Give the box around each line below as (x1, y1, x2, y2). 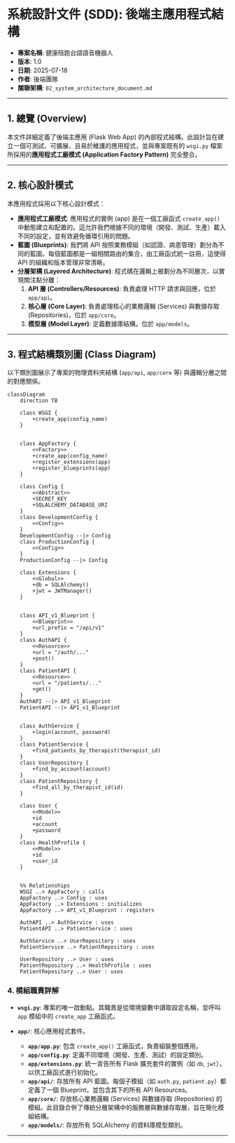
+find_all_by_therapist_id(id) (32, 784, 124, 791)
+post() (32, 655, 55, 662)
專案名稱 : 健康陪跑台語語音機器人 (17, 48, 113, 57)
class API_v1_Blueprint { (20, 612, 96, 620)
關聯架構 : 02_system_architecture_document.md (17, 83, 152, 92)
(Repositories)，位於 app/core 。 (27, 310, 120, 319)
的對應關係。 (7, 377, 44, 386)
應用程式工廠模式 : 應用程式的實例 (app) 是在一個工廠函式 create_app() (17, 214, 220, 222)
